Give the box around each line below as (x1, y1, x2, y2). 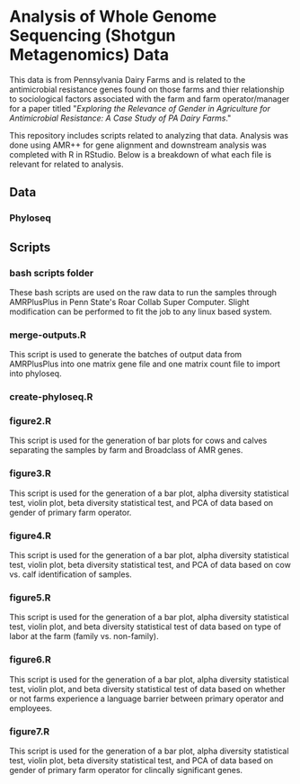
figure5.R (9, 591, 51, 604)
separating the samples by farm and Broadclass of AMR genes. (9, 445, 243, 455)
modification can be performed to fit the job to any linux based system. (9, 306, 272, 317)
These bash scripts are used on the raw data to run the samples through (9, 286, 277, 298)
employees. (9, 702, 52, 713)
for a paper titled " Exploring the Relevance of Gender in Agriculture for (9, 103, 271, 113)
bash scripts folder (9, 266, 94, 279)
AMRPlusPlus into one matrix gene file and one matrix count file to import (9, 358, 281, 370)
